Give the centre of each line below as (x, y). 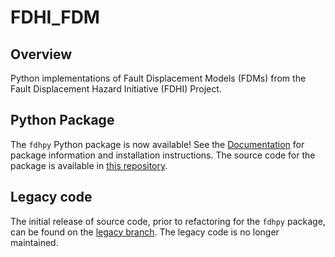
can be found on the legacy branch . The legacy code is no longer (145, 232)
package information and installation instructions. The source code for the (163, 155)
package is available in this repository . (89, 165)
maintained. (34, 242)
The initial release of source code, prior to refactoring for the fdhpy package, (168, 221)
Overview (41, 54)
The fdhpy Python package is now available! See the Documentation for (157, 144)
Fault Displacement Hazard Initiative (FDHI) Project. (116, 89)
